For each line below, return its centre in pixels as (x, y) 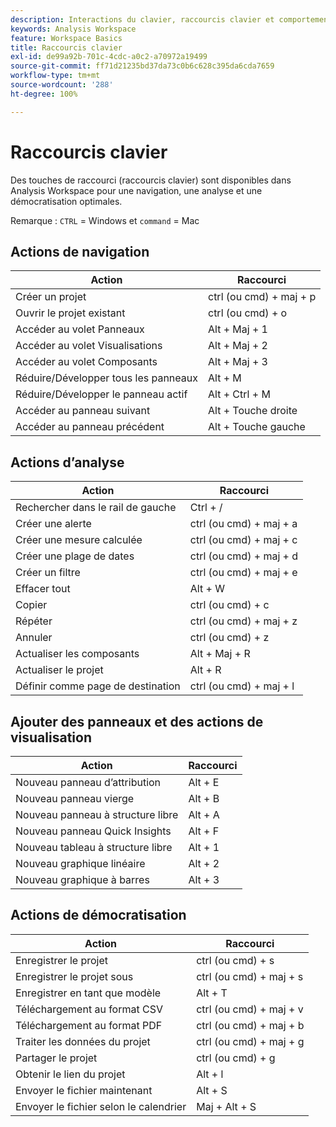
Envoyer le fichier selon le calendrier (101, 1106)
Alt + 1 (204, 847)
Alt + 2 (204, 863)
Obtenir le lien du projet (70, 1074)
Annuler (34, 638)
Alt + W (207, 589)
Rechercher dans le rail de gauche (96, 508)
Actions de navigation (80, 251)
